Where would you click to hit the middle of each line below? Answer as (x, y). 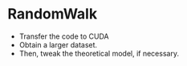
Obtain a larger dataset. (58, 44)
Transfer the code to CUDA (64, 36)
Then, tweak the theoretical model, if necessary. (99, 53)
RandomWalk (53, 14)
